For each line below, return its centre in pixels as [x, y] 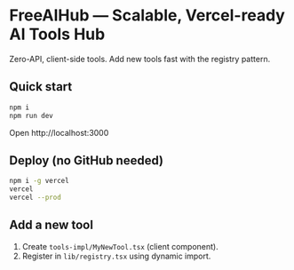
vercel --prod [36, 198]
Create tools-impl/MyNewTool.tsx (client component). [120, 246]
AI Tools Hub [57, 34]
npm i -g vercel [39, 181]
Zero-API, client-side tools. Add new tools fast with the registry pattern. [140, 59]
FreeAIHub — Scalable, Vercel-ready [147, 16]
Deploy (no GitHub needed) [87, 160]
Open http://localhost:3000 [59, 132]
